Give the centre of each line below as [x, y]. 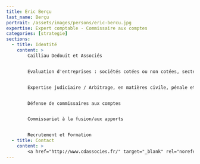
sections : [18, 39]
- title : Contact [33, 141]
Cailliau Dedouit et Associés [65, 56]
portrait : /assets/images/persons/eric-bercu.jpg [69, 22]
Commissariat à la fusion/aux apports [76, 119]
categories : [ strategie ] [37, 34]
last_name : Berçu [28, 17]
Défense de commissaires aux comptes [74, 103]
